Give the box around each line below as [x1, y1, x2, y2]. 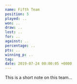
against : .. [5, 39, 29, 44]
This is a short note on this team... [5, 75, 72, 81]
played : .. [5, 16, 27, 21]
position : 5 [5, 12, 29, 17]
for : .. [5, 34, 21, 39]
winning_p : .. [5, 52, 34, 57]
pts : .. [5, 48, 21, 52]
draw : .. [5, 25, 23, 30]
